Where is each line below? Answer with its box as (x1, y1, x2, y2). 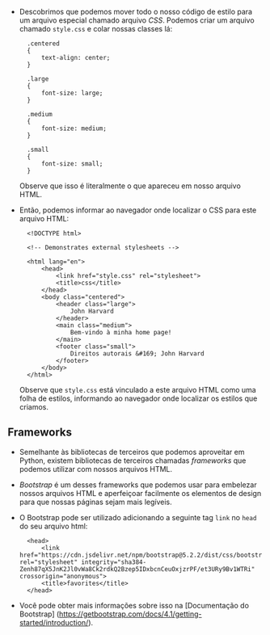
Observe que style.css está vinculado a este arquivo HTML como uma (19, 385, 256, 394)
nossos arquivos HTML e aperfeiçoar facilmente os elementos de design (19, 488, 262, 498)
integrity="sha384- (81, 557, 147, 566)
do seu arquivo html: (19, 521, 88, 531)
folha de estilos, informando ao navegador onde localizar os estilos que (19, 393, 258, 403)
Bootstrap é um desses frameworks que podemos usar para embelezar (19, 480, 257, 490)
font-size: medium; (40, 124, 107, 132)
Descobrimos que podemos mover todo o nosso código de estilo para (19, 7, 252, 16)
